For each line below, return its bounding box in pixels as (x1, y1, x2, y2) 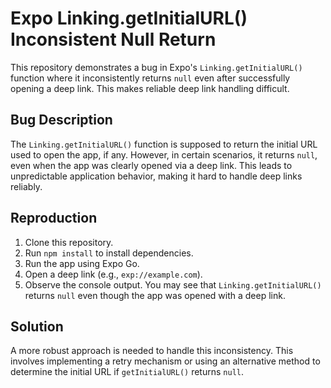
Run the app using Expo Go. (24, 257, 140, 269)
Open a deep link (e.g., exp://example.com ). (24, 268, 203, 280)
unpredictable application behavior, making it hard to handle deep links (10, 170, 303, 182)
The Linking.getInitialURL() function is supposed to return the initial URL (10, 138, 318, 150)
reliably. (10, 180, 43, 192)
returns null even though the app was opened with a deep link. (24, 289, 286, 301)
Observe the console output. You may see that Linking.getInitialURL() (24, 278, 322, 291)
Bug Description (10, 112, 113, 129)
